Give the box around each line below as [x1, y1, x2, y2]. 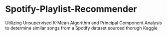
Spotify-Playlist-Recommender [5, 3, 137, 15]
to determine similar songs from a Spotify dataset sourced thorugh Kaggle [5, 25, 158, 31]
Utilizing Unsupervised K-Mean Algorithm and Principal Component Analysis [5, 20, 162, 26]
